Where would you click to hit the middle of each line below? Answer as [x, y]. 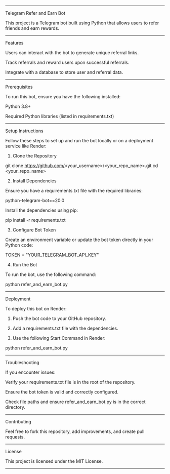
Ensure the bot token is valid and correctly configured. [62, 392]
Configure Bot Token [34, 230]
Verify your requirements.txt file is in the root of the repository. [70, 382]
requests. [15, 437]
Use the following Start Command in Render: [59, 338]
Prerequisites [19, 87]
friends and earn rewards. [32, 28]
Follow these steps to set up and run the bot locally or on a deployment [79, 141]
